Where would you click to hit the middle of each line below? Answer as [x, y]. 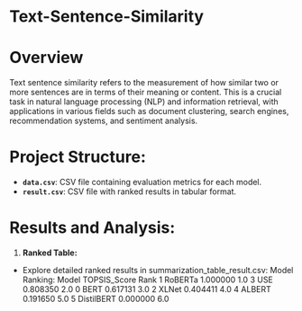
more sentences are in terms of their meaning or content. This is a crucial [146, 93]
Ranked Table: [50, 253]
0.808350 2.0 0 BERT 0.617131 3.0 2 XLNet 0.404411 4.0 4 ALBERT [147, 289]
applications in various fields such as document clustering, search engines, [149, 111]
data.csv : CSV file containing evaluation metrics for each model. [142, 182]
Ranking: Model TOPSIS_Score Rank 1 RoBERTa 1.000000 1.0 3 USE [147, 280]
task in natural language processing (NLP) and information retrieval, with [144, 102]
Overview [46, 58]
